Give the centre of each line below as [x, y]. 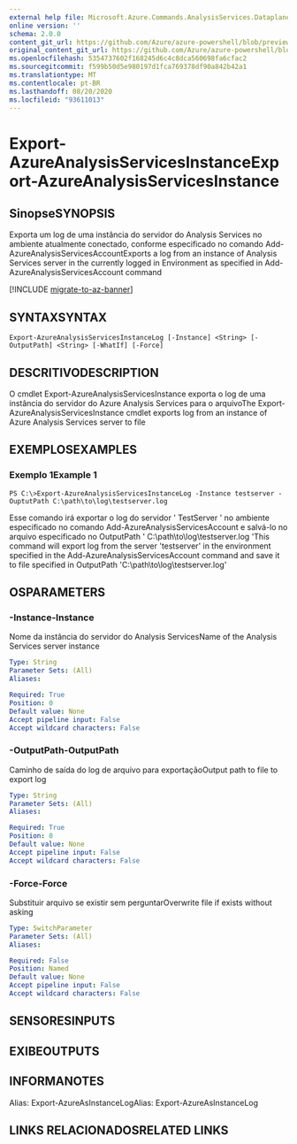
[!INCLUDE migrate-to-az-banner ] [71, 289]
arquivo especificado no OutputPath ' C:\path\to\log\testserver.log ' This [139, 536]
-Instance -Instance [52, 618]
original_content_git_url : [59, 50]
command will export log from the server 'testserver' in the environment [140, 546]
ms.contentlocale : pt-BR [55, 83]
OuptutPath [29, 501]
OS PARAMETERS [57, 592]
